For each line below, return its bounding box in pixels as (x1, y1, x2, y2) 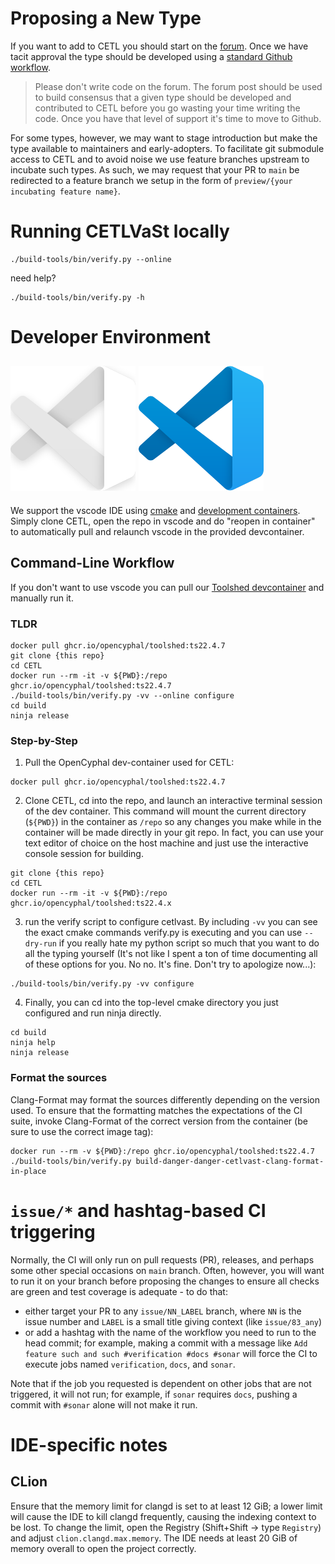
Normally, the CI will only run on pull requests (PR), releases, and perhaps (10, 1253, 315, 1266)
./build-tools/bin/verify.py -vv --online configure (10, 690, 235, 701)
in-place (10, 1166, 47, 1176)
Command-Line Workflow (10, 555, 175, 572)
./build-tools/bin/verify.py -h (10, 292, 145, 302)
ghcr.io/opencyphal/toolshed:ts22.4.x (10, 898, 172, 909)
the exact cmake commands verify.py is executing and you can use (24, 927, 303, 939)
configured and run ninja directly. (24, 1007, 162, 1019)
